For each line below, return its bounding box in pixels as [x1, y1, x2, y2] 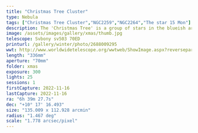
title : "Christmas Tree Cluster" [6, 8, 88, 15]
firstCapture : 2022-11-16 [6, 85, 70, 91]
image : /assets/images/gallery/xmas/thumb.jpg [6, 31, 123, 36]
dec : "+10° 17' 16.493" [6, 101, 65, 108]
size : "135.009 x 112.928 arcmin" [6, 107, 91, 113]
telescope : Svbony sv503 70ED [6, 36, 81, 42]
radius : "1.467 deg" [6, 112, 57, 118]
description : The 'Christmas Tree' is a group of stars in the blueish [6, 25, 186, 31]
